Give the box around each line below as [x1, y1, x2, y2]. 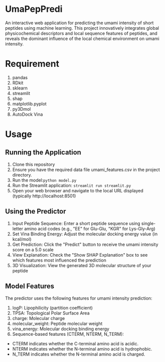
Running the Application [5, 148, 82, 157]
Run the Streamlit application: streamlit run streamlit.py [12, 182, 131, 188]
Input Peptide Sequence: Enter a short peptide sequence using [12, 220, 141, 226]
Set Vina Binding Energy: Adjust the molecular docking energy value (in [12, 231, 158, 237]
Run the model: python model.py [12, 177, 77, 183]
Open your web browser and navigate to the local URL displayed [12, 187, 144, 193]
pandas [12, 74, 28, 80]
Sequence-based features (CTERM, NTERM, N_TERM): [12, 331, 124, 337]
